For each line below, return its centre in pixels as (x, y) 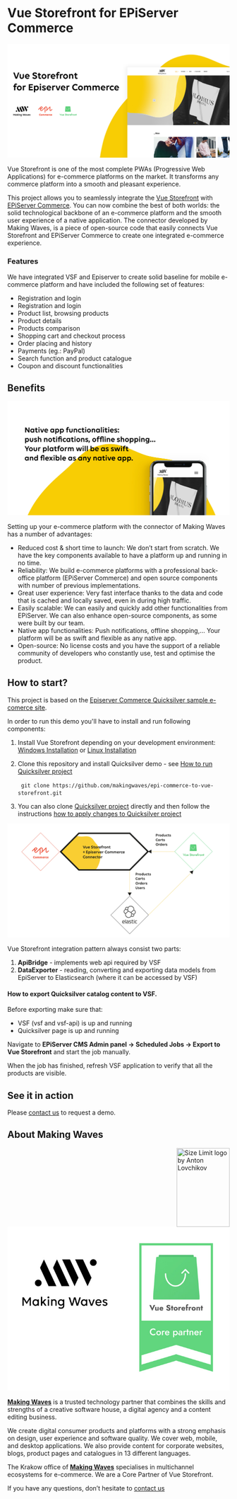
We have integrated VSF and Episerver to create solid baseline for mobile (114, 277)
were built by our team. (51, 623)
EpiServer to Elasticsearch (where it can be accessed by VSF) (107, 978)
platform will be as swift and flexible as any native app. (97, 638)
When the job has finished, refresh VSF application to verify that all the (110, 1066)
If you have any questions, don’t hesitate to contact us (86, 1488)
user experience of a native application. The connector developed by (108, 220)
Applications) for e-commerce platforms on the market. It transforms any (113, 177)
